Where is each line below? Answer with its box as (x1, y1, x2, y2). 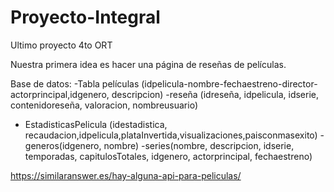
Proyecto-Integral (10, 6, 161, 29)
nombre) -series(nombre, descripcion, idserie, (103, 139, 295, 151)
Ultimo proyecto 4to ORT (10, 39, 113, 51)
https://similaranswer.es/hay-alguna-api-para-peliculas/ (10, 169, 242, 181)
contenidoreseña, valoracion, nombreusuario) (10, 99, 199, 111)
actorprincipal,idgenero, (10, 88, 110, 100)
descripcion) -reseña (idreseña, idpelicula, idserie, (111, 88, 320, 100)
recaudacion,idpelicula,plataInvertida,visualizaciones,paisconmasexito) (24, 129, 318, 141)
